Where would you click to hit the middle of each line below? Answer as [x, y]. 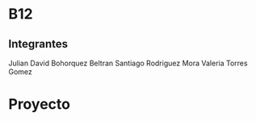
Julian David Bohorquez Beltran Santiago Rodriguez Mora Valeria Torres [128, 63]
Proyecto [40, 104]
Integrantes [38, 44]
